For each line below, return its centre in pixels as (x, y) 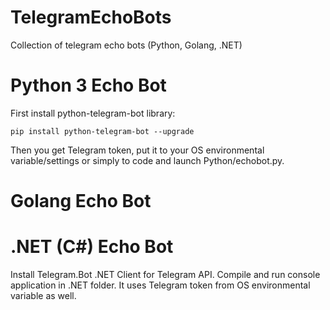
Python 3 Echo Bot (88, 85)
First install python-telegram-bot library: (93, 113)
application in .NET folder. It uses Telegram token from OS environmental (160, 285)
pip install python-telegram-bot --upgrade (102, 131)
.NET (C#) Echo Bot (92, 247)
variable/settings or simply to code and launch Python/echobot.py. (147, 160)
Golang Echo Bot (81, 201)
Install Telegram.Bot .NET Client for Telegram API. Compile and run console (165, 274)
